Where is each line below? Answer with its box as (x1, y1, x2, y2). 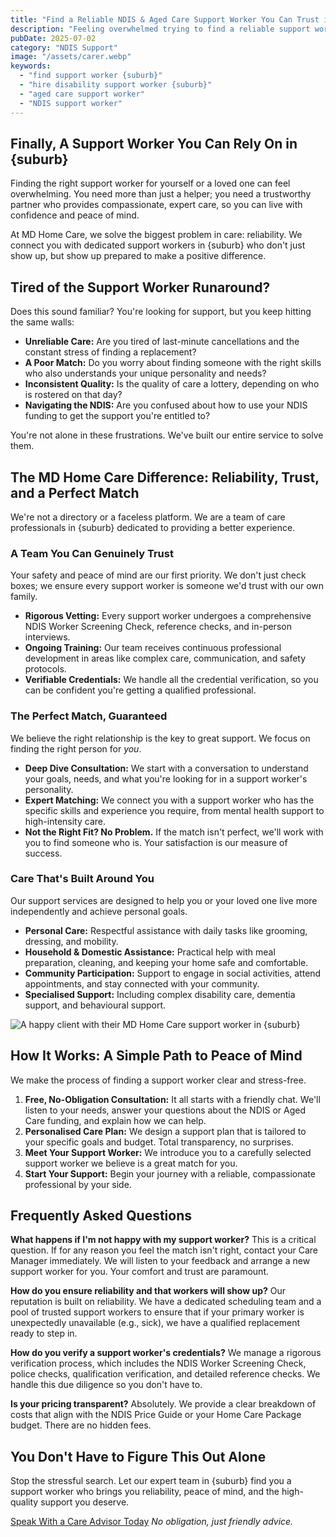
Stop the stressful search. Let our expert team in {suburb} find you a (10, 1475, 292, 1487)
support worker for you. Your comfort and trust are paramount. (10, 1266, 269, 1278)
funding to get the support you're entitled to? (24, 410, 211, 422)
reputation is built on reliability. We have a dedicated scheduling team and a (10, 1296, 322, 1308)
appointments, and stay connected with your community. (24, 977, 260, 990)
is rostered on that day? (24, 389, 123, 401)
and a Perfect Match (10, 484, 140, 501)
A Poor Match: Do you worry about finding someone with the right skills (24, 357, 322, 369)
